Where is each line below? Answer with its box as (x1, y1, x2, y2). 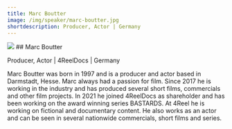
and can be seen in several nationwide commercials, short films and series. (7, 114, 222, 122)
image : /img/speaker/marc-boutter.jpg (7, 17, 119, 24)
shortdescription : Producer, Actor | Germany (7, 23, 141, 30)
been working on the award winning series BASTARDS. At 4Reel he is (7, 99, 205, 108)
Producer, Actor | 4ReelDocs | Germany (7, 56, 121, 64)
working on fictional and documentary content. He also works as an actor (7, 107, 217, 115)
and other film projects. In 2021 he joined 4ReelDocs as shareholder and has (7, 92, 225, 101)
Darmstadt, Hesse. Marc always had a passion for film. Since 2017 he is (7, 77, 211, 85)
